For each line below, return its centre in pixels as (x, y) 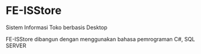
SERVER (16, 46)
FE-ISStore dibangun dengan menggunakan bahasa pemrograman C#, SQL (100, 39)
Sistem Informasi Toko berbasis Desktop (57, 27)
